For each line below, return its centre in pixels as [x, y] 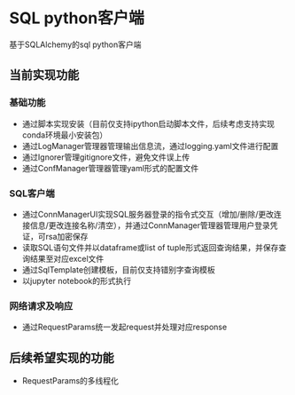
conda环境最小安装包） [65, 135]
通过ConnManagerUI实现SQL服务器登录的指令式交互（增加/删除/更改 [148, 214]
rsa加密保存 [67, 236]
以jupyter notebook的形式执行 [76, 280]
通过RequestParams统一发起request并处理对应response [124, 327]
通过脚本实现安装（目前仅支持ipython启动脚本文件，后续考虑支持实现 [148, 123]
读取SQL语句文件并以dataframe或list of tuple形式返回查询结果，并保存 [150, 247]
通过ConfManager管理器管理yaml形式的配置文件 [110, 168]
